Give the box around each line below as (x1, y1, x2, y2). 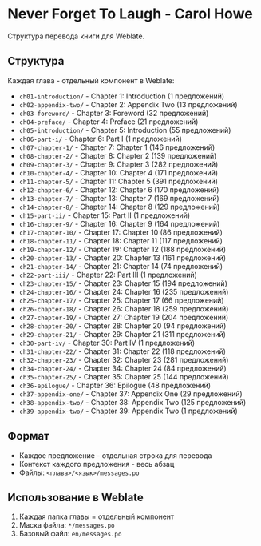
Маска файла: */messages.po (18, 520, 115, 530)
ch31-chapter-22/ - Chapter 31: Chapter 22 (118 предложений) (18, 346, 227, 356)
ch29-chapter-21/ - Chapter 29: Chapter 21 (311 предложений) (18, 329, 227, 339)
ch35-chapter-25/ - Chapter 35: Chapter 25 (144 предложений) (18, 371, 229, 381)
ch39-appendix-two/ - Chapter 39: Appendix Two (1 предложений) (18, 406, 239, 416)
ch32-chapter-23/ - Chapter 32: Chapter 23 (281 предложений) (18, 355, 229, 364)
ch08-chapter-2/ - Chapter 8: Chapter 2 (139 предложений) (18, 151, 217, 160)
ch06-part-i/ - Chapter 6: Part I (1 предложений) (18, 134, 183, 143)
